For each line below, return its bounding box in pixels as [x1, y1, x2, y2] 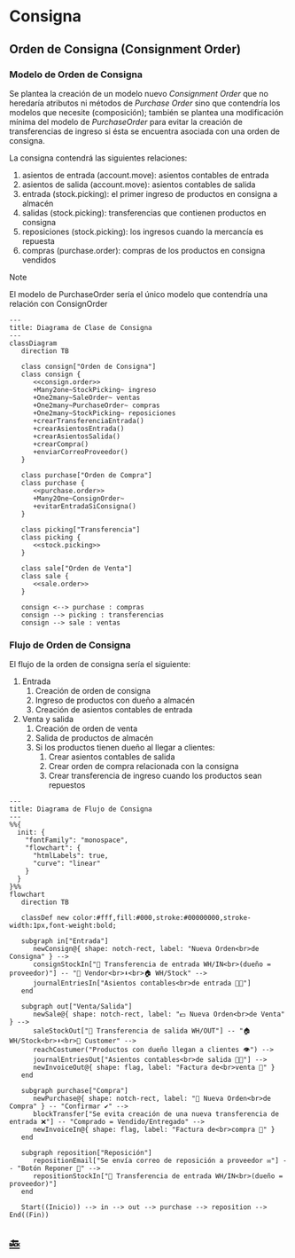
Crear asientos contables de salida [48, 751, 175, 762]
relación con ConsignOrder [9, 298, 108, 309]
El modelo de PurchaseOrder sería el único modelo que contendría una [9, 288, 268, 299]
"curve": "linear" [32, 859, 101, 869]
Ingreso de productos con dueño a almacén [35, 695, 195, 706]
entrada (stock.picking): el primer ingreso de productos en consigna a [21, 188, 278, 199]
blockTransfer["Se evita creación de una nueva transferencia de [32, 1110, 279, 1119]
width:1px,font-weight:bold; [9, 921, 117, 931]
